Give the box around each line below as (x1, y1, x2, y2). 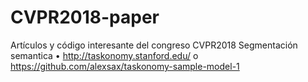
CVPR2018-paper (10, 6, 160, 29)
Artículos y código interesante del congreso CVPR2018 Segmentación (10, 39, 298, 51)
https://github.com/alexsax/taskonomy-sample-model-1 (10, 60, 240, 72)
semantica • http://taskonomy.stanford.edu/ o (10, 49, 199, 61)
